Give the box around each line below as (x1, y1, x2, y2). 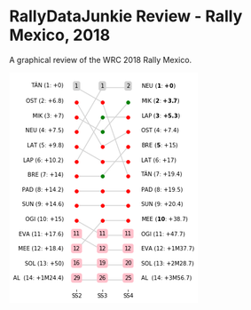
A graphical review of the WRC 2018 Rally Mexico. (9, 54, 192, 65)
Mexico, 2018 (9, 25, 111, 45)
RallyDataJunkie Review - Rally (9, 6, 243, 27)
